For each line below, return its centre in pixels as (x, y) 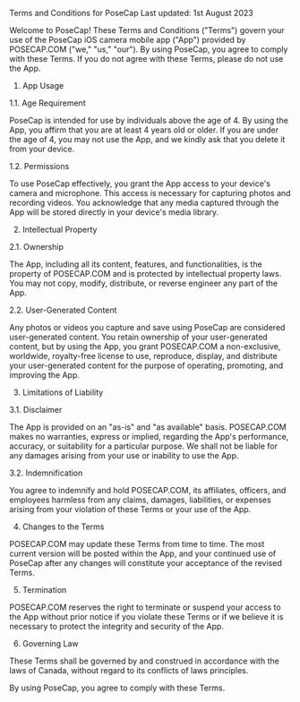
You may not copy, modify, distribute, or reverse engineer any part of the (144, 283)
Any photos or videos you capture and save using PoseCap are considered (147, 327)
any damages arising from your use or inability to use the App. (124, 455)
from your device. (42, 149)
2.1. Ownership (37, 247)
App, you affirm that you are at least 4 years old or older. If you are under (144, 130)
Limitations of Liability (63, 392)
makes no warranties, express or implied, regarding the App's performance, (149, 437)
